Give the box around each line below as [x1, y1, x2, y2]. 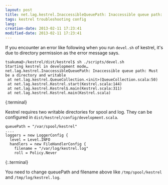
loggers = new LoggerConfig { [5, 133, 69, 138]
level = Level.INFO [10, 137, 51, 142]
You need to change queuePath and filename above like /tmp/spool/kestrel [5, 169, 162, 175]
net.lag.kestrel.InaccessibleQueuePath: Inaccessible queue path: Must [5, 68, 158, 73]
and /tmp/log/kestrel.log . [5, 174, 61, 180]
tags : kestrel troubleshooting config [5, 17, 86, 22]
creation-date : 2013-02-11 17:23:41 [5, 26, 82, 31]
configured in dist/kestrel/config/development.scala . [5, 114, 119, 120]
